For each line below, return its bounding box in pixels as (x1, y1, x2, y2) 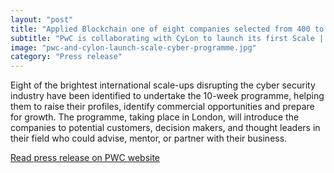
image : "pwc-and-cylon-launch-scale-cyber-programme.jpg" (10, 42, 257, 53)
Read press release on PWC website (10, 152, 161, 164)
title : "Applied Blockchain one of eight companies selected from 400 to (10, 24, 325, 34)
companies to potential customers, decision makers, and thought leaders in (10, 122, 321, 134)
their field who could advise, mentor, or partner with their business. (10, 132, 288, 145)
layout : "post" (10, 14, 74, 25)
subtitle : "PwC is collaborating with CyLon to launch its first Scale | (10, 33, 325, 43)
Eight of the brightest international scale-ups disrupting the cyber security (10, 79, 316, 91)
